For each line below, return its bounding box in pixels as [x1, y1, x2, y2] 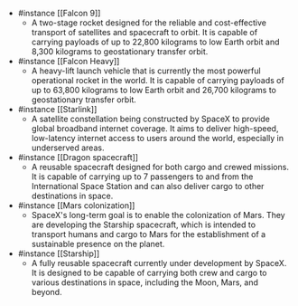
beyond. [31, 287, 62, 297]
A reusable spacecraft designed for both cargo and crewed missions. [31, 162, 289, 172]
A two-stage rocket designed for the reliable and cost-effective [31, 17, 266, 28]
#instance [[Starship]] [17, 248, 100, 259]
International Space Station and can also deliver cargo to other [31, 181, 265, 191]
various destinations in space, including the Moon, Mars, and [31, 277, 259, 288]
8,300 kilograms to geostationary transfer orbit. [31, 46, 209, 57]
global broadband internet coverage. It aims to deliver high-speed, [31, 123, 279, 134]
